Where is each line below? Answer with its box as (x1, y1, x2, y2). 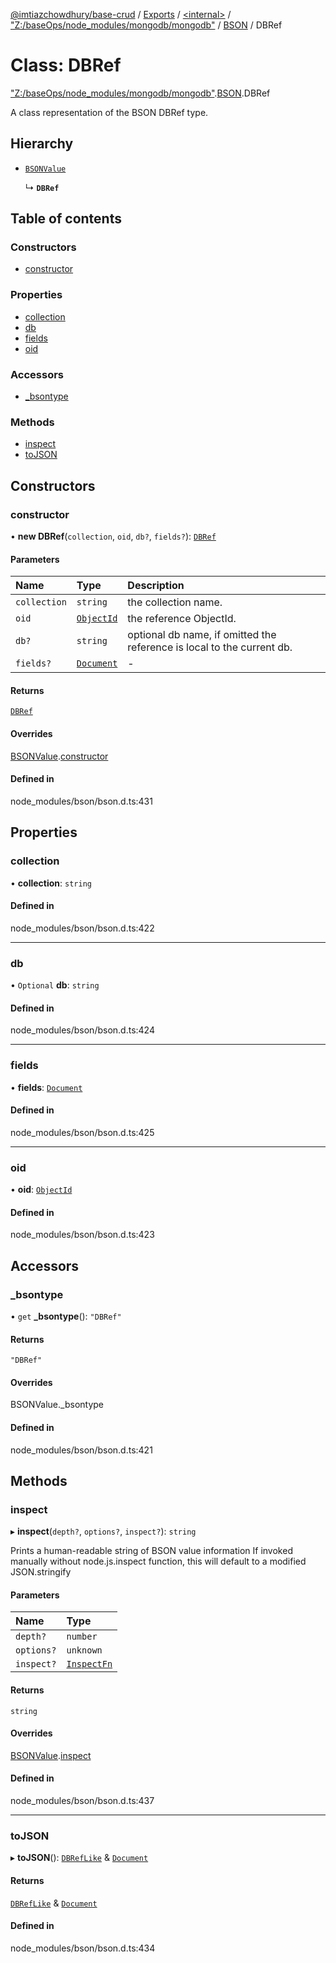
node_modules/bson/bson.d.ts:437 (10, 1795, 155, 1807)
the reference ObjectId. (127, 612, 237, 626)
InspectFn (66, 1659, 113, 1670)
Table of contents (10, 210, 122, 228)
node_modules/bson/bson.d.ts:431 (10, 795, 153, 807)
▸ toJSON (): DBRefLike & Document (10, 1852, 149, 1864)
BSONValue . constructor (10, 750, 109, 762)
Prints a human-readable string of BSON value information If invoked (10, 1545, 293, 1557)
